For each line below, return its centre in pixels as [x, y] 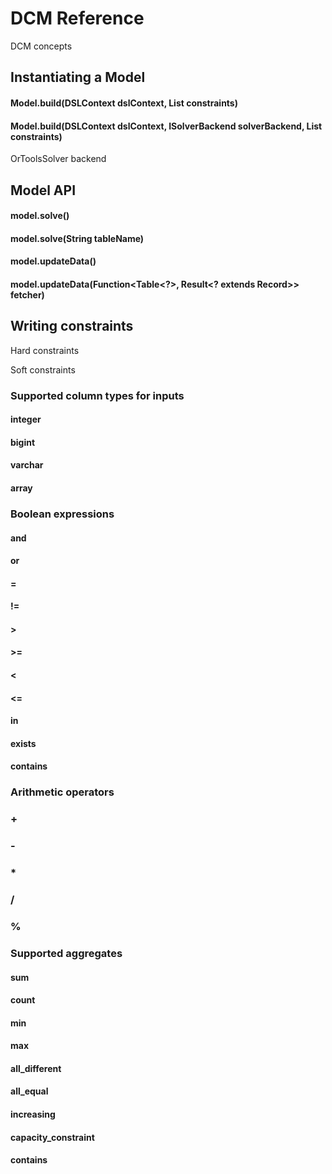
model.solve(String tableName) [77, 238]
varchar [27, 465]
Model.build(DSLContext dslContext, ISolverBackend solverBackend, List [166, 126]
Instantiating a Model [78, 77]
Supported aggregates [66, 953]
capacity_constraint [52, 1137]
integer [26, 419]
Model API [43, 190]
